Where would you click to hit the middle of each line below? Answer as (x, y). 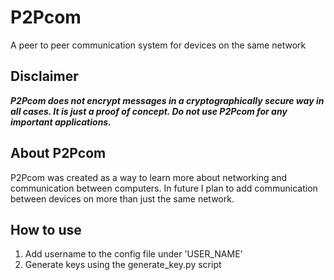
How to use (46, 229)
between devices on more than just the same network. (122, 198)
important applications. (61, 122)
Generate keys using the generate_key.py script (123, 265)
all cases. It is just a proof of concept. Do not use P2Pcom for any (149, 111)
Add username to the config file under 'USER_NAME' (133, 254)
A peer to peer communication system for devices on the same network (158, 45)
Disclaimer (44, 76)
